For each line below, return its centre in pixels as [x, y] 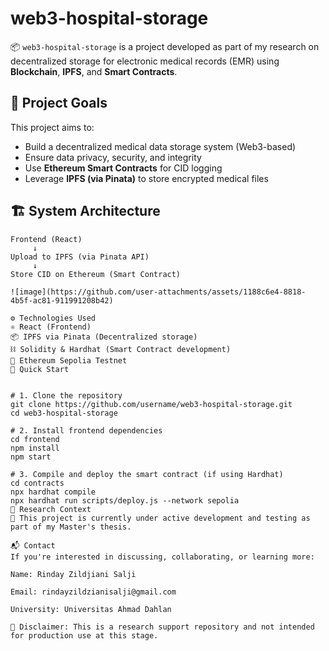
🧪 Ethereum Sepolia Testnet [69, 360]
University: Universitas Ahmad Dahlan [91, 609]
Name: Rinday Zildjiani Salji [73, 574]
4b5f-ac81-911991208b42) [62, 300]
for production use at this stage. [84, 635]
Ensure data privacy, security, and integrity [113, 157]
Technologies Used [58, 318]
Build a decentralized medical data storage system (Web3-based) [160, 146]
